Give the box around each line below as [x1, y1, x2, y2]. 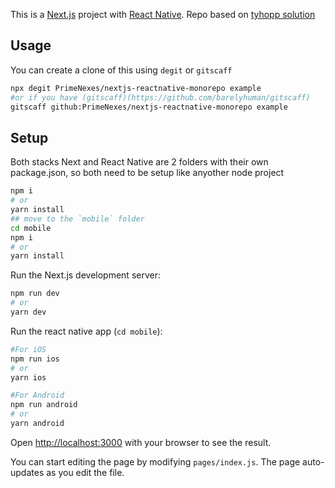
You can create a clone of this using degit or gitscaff [10, 64, 233, 76]
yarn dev [10, 307, 47, 317]
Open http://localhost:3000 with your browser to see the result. [10, 436, 272, 448]
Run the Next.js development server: [10, 269, 161, 281]
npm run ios [10, 354, 60, 364]
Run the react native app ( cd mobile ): [10, 325, 163, 337]
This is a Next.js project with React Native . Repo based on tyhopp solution [10, 9, 316, 20]
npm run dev [10, 289, 60, 299]
